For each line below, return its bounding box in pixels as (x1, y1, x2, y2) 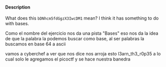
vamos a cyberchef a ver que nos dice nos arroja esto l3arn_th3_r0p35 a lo (5, 51, 161, 57)
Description (5, 4, 31, 10)
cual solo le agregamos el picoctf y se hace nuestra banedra (5, 56, 131, 62)
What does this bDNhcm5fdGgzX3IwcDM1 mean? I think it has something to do (5, 15, 159, 21)
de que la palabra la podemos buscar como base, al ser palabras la (5, 36, 144, 42)
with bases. (5, 21, 29, 27)
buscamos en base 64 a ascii (5, 41, 66, 47)
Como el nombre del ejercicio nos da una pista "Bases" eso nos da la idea (5, 30, 158, 36)
